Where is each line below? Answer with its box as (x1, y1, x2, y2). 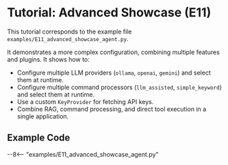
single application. (16, 112, 69, 120)
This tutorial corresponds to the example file (7, 27, 132, 36)
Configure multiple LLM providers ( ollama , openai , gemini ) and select (16, 68, 211, 77)
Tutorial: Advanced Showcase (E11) (7, 5, 212, 21)
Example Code (7, 132, 71, 144)
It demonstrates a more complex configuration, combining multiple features (7, 48, 220, 56)
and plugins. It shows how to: (7, 55, 90, 63)
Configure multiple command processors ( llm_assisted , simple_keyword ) (16, 83, 223, 91)
